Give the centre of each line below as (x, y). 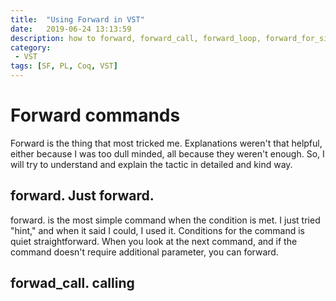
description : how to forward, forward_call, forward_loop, (136, 38)
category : (31, 47)
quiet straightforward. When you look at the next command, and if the (154, 241)
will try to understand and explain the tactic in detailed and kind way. (151, 164)
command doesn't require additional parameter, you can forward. (144, 252)
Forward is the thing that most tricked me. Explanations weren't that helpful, (166, 143)
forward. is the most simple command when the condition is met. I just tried (165, 220)
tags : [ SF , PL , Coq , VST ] (64, 66)
